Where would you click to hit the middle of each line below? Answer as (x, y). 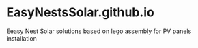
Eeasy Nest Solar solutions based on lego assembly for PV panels (99, 31)
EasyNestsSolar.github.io (80, 13)
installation (22, 38)
